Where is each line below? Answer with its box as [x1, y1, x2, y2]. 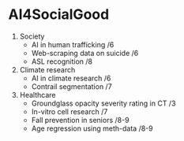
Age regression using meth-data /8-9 [31, 124, 153, 133]
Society [19, 32, 45, 41]
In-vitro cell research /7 [31, 106, 108, 116]
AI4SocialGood [8, 6, 110, 24]
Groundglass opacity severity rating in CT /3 [31, 98, 176, 108]
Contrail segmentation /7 [31, 81, 112, 91]
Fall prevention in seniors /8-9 [31, 115, 130, 124]
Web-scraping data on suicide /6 [31, 48, 139, 58]
